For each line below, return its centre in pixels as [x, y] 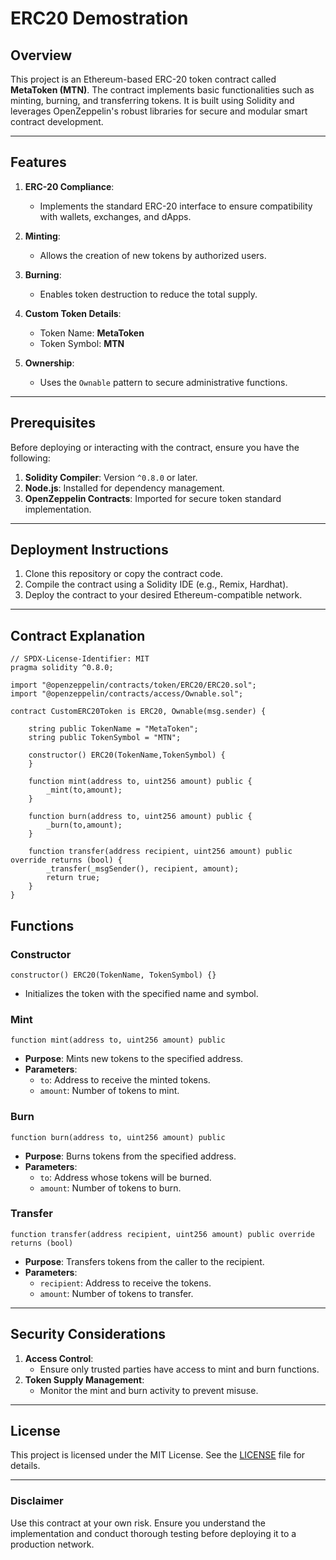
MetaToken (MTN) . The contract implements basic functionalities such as [162, 90]
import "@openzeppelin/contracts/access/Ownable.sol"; [127, 694]
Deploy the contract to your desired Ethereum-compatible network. [163, 595]
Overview [41, 55]
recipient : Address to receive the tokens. [125, 1283]
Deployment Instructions [89, 550]
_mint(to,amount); [84, 790]
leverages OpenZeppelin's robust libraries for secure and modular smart [159, 111]
